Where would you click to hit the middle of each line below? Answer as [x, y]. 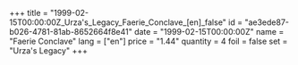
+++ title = [29, 13]
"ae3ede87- [267, 22]
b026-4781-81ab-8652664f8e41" [71, 32]
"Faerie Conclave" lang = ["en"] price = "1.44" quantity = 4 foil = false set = [149, 41]
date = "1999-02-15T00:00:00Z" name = [209, 32]
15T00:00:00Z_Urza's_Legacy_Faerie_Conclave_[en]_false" [118, 22]
